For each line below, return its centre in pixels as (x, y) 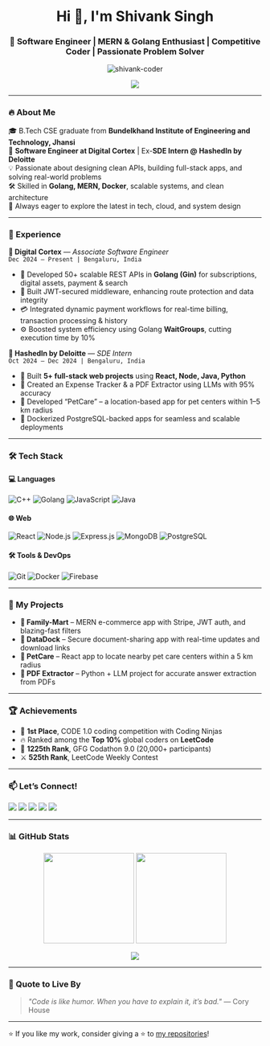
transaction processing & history (74, 321)
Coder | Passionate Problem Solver (135, 51)
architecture (29, 197)
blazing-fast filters (51, 630)
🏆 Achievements (43, 711)
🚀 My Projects (36, 605)
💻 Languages (32, 478)
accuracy (35, 393)
